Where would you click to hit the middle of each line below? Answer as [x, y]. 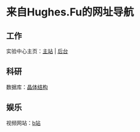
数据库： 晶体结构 [27, 87]
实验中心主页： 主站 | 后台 [37, 51]
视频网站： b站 [23, 123]
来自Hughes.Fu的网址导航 [70, 12]
